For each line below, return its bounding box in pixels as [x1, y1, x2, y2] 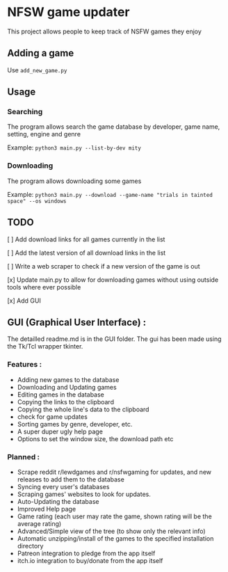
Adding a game [7, 47, 74, 59]
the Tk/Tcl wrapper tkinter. [7, 342, 83, 351]
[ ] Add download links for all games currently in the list [7, 235, 165, 244]
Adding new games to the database [17, 375, 120, 383]
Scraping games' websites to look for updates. [17, 490, 151, 498]
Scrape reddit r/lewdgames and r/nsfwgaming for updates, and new [17, 468, 212, 476]
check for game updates [17, 412, 88, 421]
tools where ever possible [7, 283, 81, 291]
